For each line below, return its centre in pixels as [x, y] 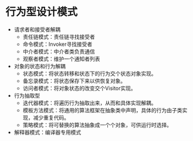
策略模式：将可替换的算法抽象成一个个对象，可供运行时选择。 [97, 125]
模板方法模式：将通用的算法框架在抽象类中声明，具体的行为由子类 [102, 110]
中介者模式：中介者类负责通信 [59, 51]
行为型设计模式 [42, 12]
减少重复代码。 [51, 117]
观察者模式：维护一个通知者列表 [61, 59]
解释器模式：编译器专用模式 [48, 132]
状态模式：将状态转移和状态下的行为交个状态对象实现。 [89, 73]
